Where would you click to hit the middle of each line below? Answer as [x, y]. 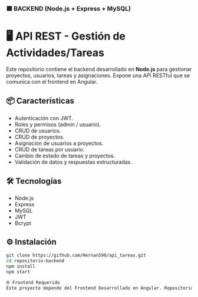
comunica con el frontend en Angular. [52, 81]
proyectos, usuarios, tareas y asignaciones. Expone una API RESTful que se [98, 75]
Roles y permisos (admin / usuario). [58, 124]
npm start [18, 272]
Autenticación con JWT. [44, 118]
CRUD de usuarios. [38, 130]
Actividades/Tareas [55, 53]
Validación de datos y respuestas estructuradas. [73, 162]
